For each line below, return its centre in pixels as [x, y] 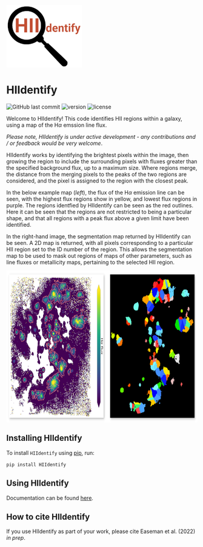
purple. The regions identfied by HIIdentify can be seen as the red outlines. [100, 205]
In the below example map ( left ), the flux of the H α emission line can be [95, 192]
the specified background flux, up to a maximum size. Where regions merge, [102, 167]
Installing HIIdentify [44, 438]
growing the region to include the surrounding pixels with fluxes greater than [102, 161]
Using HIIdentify [38, 483]
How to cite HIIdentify [48, 517]
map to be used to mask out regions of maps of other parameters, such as [99, 255]
